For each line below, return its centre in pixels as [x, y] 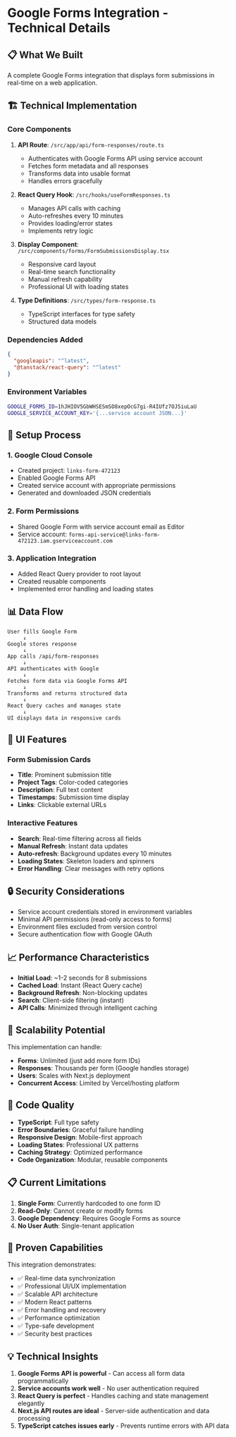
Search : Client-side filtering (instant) [71, 1000]
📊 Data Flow [35, 612]
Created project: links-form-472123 [69, 471]
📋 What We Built [45, 55]
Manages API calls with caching [74, 208]
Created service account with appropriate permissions [97, 486]
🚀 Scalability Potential [56, 1030]
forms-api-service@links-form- [114, 535]
